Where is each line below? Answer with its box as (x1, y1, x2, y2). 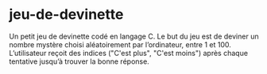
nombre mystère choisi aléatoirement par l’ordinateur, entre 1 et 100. (9, 39, 231, 49)
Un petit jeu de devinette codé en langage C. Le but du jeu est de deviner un (9, 31, 259, 41)
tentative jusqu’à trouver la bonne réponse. (9, 57, 149, 66)
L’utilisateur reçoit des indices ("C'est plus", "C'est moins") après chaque (9, 48, 249, 57)
